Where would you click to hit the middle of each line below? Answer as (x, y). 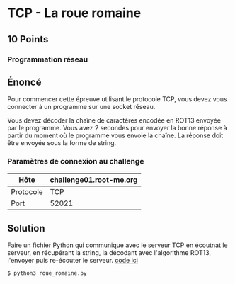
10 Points (28, 39)
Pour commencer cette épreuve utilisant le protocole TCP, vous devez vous (117, 99)
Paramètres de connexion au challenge (76, 161)
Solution (26, 228)
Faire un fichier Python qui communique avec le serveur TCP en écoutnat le (117, 245)
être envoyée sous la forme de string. (62, 143)
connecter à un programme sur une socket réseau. (81, 107)
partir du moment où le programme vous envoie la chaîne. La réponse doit (115, 135)
